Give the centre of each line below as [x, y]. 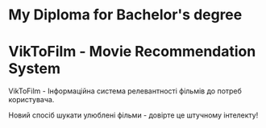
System [35, 69]
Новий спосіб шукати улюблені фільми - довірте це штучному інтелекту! [133, 115]
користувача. [31, 100]
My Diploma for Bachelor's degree [125, 15]
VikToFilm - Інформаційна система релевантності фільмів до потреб [125, 91]
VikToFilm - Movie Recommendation [132, 52]
